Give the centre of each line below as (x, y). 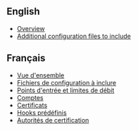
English (23, 12)
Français (26, 58)
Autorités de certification (53, 120)
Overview (31, 28)
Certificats (32, 105)
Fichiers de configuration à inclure (67, 82)
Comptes (30, 97)
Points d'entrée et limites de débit (65, 90)
